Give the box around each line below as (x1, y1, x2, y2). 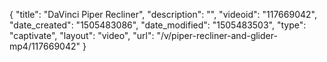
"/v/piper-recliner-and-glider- (156, 30, 278, 41)
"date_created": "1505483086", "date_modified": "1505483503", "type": (9, 19, 307, 31)
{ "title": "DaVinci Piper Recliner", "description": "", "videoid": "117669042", (9, 9, 317, 20)
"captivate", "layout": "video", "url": (9, 30, 155, 41)
